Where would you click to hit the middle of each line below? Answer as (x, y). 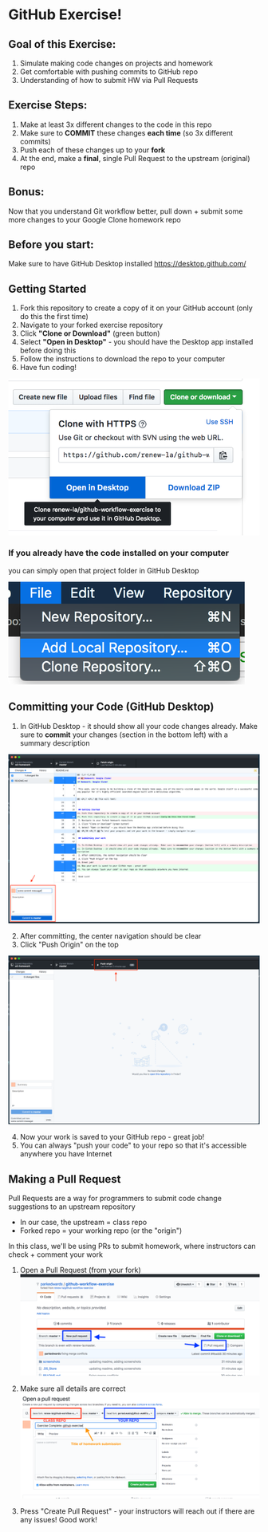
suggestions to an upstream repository (72, 1207)
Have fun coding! (48, 368)
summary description (55, 742)
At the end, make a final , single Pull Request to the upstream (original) (135, 158)
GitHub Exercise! (65, 15)
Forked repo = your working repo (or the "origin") (101, 1231)
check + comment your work (56, 1254)
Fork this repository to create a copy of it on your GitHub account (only (136, 308)
